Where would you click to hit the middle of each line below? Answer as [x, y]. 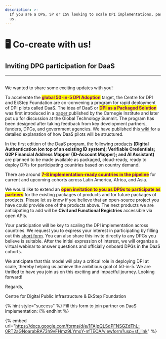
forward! [14, 277]
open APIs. [16, 216]
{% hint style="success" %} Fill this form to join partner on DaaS [71, 306]
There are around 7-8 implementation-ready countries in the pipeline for [81, 174]
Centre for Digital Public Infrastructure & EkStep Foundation [66, 296]
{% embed [16, 321]
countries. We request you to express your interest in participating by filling [82, 230]
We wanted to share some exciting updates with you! [59, 88]
